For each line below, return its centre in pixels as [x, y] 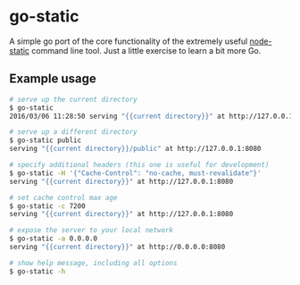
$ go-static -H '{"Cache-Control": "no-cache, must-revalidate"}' [135, 173]
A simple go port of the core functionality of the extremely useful [129, 41]
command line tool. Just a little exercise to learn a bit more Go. [146, 50]
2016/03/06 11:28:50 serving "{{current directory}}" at [117, 116]
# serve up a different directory [74, 132]
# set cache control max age [63, 197]
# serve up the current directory [74, 99]
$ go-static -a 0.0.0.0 [54, 239]
